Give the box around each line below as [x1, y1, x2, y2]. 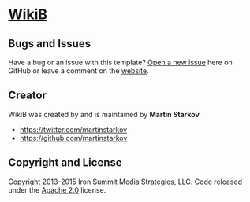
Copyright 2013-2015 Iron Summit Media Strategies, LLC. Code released [8, 177, 243, 186]
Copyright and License [8, 156, 122, 170]
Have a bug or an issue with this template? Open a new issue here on [8, 57, 233, 67]
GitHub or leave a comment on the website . [8, 66, 149, 75]
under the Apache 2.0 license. [8, 185, 106, 194]
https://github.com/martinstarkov [19, 133, 128, 142]
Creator [8, 89, 47, 102]
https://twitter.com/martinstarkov [19, 124, 128, 134]
